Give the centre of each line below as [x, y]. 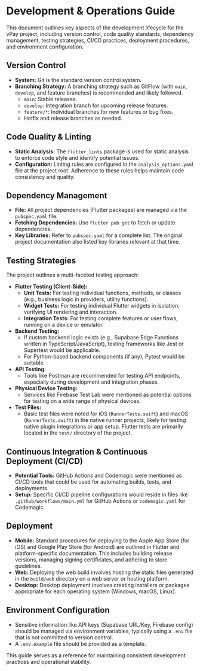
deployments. [32, 488]
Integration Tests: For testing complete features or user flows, [101, 318]
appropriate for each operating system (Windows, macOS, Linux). [96, 591]
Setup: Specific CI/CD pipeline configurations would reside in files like [101, 494]
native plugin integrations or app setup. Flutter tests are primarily [103, 427]
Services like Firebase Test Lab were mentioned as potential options [108, 395]
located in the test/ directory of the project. [78, 433]
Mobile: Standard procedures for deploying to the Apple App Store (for [102, 541]
